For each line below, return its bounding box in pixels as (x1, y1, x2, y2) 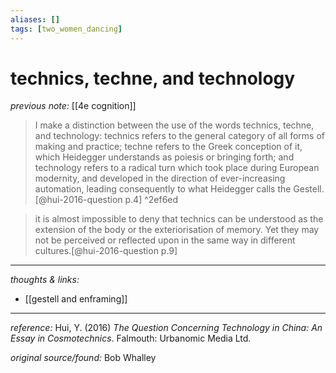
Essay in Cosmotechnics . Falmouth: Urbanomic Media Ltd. (10, 332, 252, 345)
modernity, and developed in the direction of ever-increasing (34, 172, 286, 185)
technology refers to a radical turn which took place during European (34, 162, 320, 174)
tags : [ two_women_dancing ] (10, 24, 123, 34)
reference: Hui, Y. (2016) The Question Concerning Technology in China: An (10, 322, 323, 334)
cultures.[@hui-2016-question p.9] (34, 245, 178, 257)
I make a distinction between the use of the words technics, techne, (34, 119, 315, 131)
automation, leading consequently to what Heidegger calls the (34, 183, 292, 195)
